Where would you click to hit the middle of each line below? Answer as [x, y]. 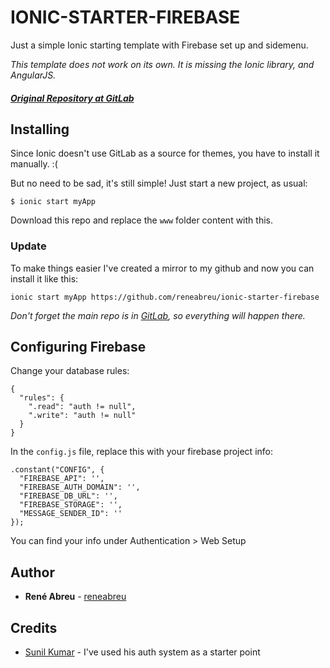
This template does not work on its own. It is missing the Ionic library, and [162, 64]
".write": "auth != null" [82, 416]
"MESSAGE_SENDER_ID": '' [71, 514]
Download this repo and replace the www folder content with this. [141, 220]
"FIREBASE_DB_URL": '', [68, 496]
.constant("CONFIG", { [57, 470]
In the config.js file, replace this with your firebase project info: [141, 452]
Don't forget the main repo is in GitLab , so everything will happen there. [158, 315]
